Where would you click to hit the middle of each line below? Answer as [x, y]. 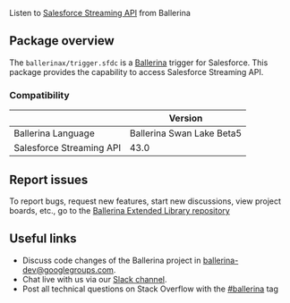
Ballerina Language [55, 133]
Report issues [49, 179]
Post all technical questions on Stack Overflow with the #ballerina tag [150, 289]
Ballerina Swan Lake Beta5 [186, 133]
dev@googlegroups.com [68, 269]
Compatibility [39, 95]
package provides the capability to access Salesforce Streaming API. [136, 72]
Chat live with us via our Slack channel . [94, 279]
